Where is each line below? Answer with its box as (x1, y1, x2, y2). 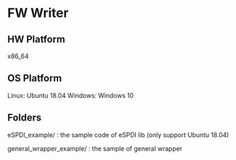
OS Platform (7, 72, 63, 84)
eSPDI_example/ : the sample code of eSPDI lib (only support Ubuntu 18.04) (7, 130, 230, 139)
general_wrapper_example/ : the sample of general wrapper (7, 144, 183, 153)
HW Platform (7, 33, 65, 45)
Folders (7, 112, 42, 124)
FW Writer (7, 5, 69, 21)
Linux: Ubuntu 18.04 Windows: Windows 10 (7, 91, 134, 100)
